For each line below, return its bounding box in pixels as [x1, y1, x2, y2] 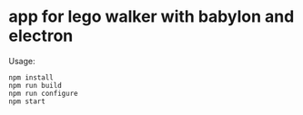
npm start [8, 97, 46, 106]
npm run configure [8, 89, 78, 98]
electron [8, 25, 74, 46]
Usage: [8, 55, 35, 66]
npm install [8, 72, 54, 82]
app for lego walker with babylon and [8, 6, 295, 27]
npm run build [8, 81, 63, 90]
